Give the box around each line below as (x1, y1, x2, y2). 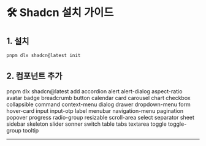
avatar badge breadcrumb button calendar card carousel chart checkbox (6, 94, 191, 101)
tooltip (22, 126, 39, 134)
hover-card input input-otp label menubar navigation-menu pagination (6, 107, 184, 114)
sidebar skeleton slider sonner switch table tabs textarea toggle (6, 120, 167, 128)
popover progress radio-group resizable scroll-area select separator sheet (6, 113, 195, 121)
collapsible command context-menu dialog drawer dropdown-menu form (6, 101, 191, 108)
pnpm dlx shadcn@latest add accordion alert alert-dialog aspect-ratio (6, 87, 183, 95)
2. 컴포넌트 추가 (6, 71, 63, 82)
